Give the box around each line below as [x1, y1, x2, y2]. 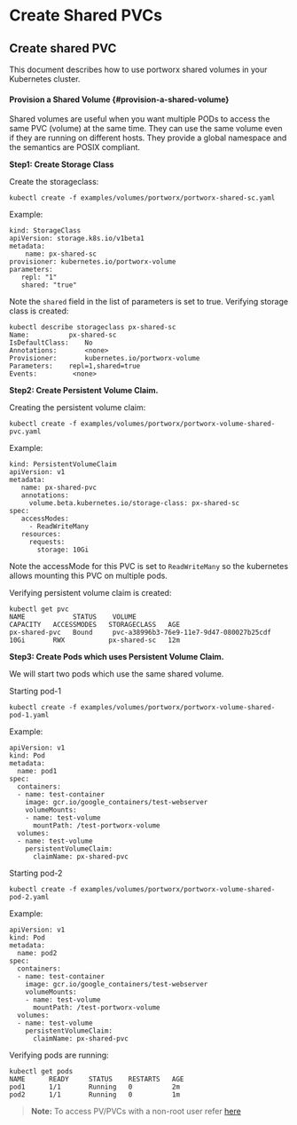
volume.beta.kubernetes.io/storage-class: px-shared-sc [28, 499, 240, 508]
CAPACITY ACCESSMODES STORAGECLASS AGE [9, 621, 180, 630]
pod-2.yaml [9, 893, 50, 902]
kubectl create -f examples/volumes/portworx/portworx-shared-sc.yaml [9, 194, 276, 202]
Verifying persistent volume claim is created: [9, 588, 172, 598]
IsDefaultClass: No [9, 338, 93, 347]
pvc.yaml [9, 427, 42, 436]
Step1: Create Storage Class [9, 159, 114, 170]
